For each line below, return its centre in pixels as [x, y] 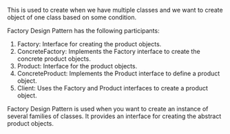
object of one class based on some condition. [72, 17]
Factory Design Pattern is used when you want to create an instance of [108, 109]
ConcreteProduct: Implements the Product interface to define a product [118, 73]
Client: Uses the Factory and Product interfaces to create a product [113, 88]
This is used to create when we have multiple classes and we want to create [115, 10]
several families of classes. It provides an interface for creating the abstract [114, 116]
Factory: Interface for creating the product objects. [89, 44]
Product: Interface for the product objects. [77, 66]
